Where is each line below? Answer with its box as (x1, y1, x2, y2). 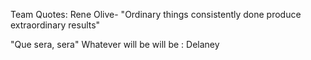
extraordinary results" (10, 19, 101, 31)
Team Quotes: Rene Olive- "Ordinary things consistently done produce (10, 9, 302, 20)
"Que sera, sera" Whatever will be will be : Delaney (10, 39, 220, 50)
